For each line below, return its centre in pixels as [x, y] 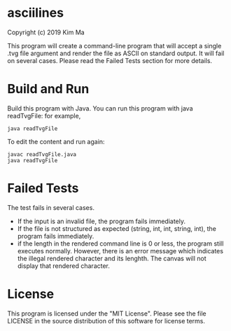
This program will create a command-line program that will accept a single [114, 45]
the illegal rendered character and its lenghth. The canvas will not [112, 258]
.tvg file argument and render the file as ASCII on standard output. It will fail [116, 53]
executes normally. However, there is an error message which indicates [120, 251]
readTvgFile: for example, [44, 115]
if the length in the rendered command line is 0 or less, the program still [120, 244]
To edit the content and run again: [56, 141]
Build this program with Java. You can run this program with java [100, 108]
